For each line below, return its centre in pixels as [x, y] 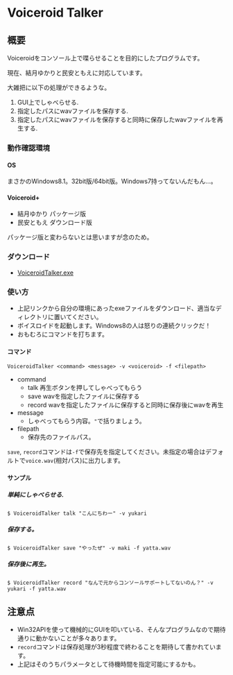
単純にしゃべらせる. [36, 495]
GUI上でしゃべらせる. [48, 102]
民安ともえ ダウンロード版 [54, 223]
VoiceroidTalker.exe [45, 273]
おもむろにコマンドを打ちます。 [63, 334]
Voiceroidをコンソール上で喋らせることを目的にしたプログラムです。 [105, 58]
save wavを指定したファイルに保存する [84, 396]
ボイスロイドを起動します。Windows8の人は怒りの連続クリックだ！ [114, 325]
